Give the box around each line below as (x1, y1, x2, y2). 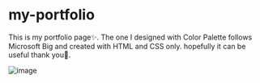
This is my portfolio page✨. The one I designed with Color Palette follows (8, 32, 253, 42)
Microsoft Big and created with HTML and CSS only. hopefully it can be (8, 41, 246, 51)
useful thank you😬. (8, 50, 71, 60)
